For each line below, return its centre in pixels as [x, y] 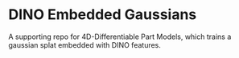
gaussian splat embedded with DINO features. [84, 44]
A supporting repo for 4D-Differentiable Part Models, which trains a [120, 37]
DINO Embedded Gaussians [103, 15]
